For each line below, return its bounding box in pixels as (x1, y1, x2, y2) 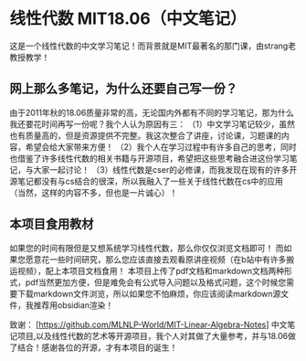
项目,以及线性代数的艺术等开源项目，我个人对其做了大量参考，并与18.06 (16, 330, 289, 341)
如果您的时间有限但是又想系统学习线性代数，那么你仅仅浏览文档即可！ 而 (9, 242, 284, 253)
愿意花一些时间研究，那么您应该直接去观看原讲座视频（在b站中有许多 (25, 253, 287, 265)
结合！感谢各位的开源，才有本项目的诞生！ (16, 342, 178, 353)
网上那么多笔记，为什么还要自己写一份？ (9, 81, 237, 97)
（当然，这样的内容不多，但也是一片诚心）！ (9, 186, 178, 197)
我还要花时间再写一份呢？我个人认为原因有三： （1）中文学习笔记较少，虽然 (9, 118, 295, 129)
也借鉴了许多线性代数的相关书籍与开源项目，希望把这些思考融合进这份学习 (9, 153, 290, 164)
